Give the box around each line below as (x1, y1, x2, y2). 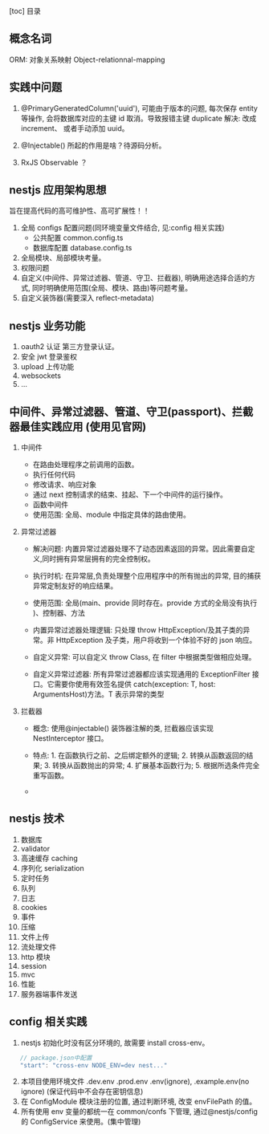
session (20, 961, 47, 970)
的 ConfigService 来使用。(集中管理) (20, 1117, 141, 1127)
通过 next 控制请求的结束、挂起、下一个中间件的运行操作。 (32, 490, 228, 499)
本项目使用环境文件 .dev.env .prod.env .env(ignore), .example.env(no (20, 1077, 250, 1087)
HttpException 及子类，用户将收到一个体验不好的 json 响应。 (55, 636, 257, 645)
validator (20, 843, 51, 853)
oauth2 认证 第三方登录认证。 (20, 342, 119, 352)
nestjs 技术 (9, 812, 65, 826)
